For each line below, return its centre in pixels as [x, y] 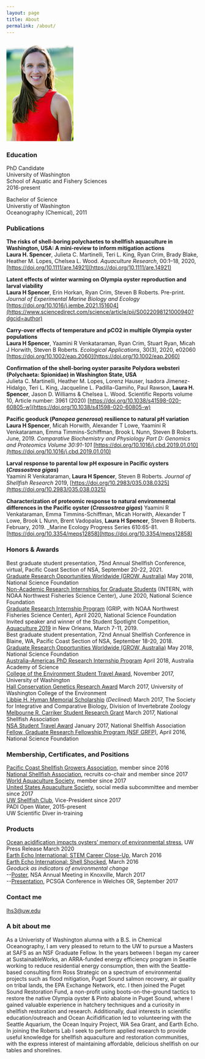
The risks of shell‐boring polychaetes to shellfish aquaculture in [90, 242]
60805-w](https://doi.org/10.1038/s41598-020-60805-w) [79, 407]
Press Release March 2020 [40, 849]
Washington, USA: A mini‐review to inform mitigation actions [86, 248]
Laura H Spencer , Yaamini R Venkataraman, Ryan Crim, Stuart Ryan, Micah [101, 343]
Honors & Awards [33, 549]
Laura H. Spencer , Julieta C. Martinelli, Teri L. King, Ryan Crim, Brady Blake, [102, 255]
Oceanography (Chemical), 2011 [47, 213]
